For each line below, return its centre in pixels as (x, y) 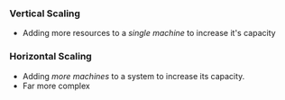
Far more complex (56, 86)
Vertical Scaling (45, 14)
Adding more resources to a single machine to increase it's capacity (149, 33)
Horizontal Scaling (51, 57)
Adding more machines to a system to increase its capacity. (133, 76)
